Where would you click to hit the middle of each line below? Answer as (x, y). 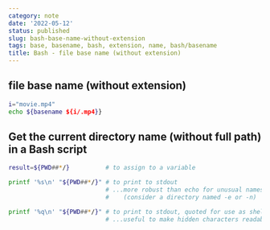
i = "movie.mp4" (32, 104)
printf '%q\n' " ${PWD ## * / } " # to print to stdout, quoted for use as (127, 212)
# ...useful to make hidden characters (172, 219)
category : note (34, 16)
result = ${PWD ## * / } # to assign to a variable (102, 168)
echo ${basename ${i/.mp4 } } (55, 112)
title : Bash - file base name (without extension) (95, 53)
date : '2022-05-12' (41, 23)
